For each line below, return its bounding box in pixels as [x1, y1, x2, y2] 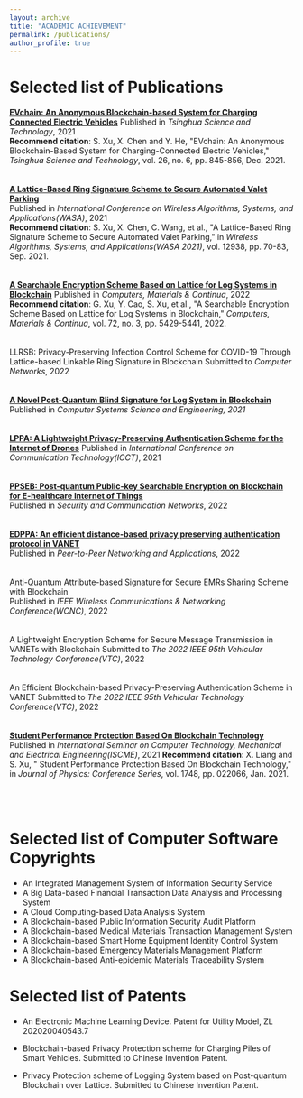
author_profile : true [9, 38, 91, 48]
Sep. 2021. [9, 251, 50, 262]
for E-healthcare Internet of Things [9, 491, 143, 502]
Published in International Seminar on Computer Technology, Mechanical [9, 740, 282, 751]
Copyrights [9, 848, 96, 869]
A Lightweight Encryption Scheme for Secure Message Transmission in [9, 634, 273, 645]
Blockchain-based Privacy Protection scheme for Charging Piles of [22, 1043, 271, 1054]
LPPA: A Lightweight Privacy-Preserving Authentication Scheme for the [9, 433, 284, 444]
